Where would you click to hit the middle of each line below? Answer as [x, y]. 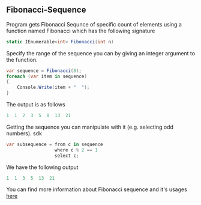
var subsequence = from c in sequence [55, 144]
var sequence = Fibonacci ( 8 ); [44, 71]
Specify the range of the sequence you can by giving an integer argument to [101, 53]
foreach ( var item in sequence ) [46, 76]
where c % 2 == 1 [76, 150]
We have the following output [43, 167]
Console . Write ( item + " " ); [53, 87]
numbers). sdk [24, 133]
